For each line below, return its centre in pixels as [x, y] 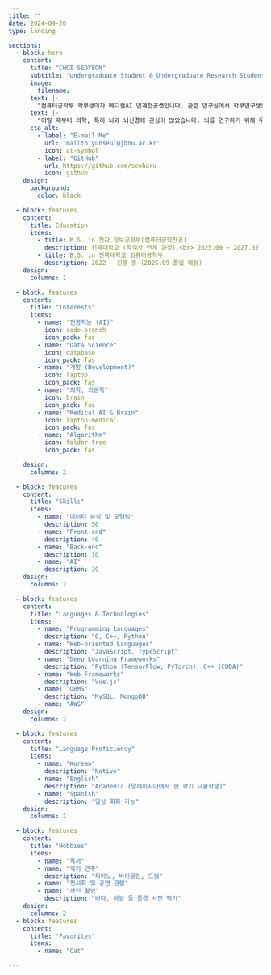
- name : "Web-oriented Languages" [95, 644]
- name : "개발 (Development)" [86, 368]
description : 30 [71, 569]
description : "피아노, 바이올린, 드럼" [104, 876]
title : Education [59, 225]
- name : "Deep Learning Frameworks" [99, 659]
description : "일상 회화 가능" [92, 801]
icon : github [66, 173]
